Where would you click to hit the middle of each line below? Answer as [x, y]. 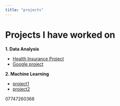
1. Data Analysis [22, 49]
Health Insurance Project [38, 59]
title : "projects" [24, 10]
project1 [21, 83]
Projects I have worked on [60, 35]
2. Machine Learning [27, 74]
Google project [28, 64]
